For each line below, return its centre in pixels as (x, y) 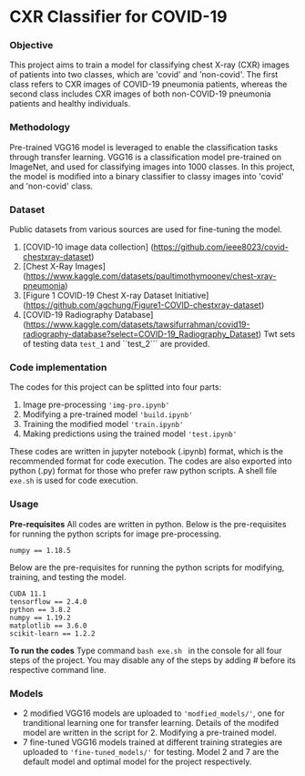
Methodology (40, 128)
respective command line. (58, 669)
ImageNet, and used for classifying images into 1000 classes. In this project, (152, 167)
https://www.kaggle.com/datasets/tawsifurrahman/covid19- (138, 324)
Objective (31, 46)
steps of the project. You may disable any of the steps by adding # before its (152, 660)
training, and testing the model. (68, 577)
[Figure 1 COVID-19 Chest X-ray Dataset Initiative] (116, 296)
